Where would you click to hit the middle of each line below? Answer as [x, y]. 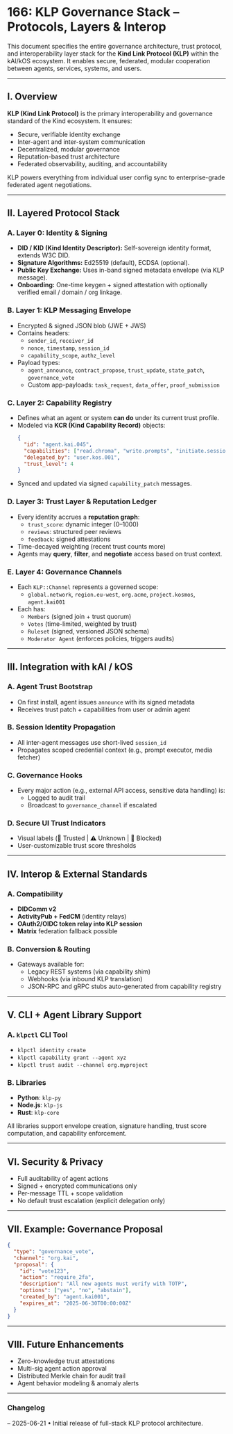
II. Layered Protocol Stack [63, 213]
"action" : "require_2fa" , [57, 1278]
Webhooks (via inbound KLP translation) [85, 979]
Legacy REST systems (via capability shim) [89, 972]
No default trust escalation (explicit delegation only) [91, 1201]
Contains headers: [44, 333]
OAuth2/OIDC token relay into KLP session [80, 924]
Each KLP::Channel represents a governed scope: [87, 587]
